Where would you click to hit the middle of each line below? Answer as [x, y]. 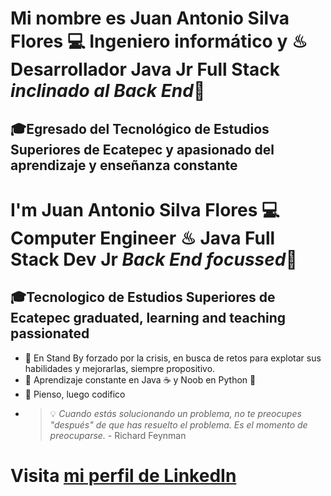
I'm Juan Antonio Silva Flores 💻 [145, 209]
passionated [50, 333]
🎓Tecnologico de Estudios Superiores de [143, 297]
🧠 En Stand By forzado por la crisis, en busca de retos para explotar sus [173, 358]
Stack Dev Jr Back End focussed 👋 [154, 259]
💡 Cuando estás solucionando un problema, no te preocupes [175, 413]
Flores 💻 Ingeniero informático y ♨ [159, 41]
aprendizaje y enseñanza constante [124, 165]
